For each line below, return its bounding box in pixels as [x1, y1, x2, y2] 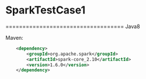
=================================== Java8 [5, 23, 141, 30]
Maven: [5, 34, 24, 41]
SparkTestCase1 [5, 4, 86, 17]
